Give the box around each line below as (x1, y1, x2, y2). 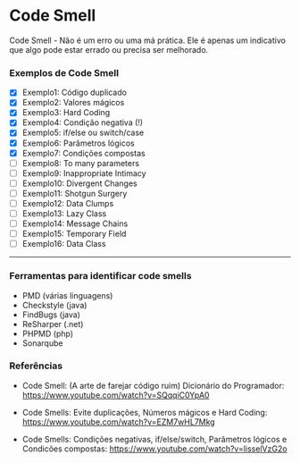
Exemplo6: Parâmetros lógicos (21, 138, 136, 148)
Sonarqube (21, 337, 63, 349)
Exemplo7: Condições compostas (21, 147, 146, 158)
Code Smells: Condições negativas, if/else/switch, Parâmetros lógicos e (21, 434, 287, 444)
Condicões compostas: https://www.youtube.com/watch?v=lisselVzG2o (21, 443, 287, 454)
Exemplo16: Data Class (21, 239, 106, 249)
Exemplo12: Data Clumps (21, 198, 114, 208)
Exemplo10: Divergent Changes (21, 178, 137, 189)
